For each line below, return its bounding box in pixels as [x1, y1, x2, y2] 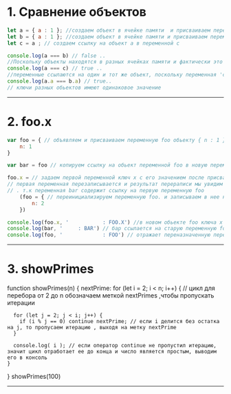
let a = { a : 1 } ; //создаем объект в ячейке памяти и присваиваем [7, 27, 211, 34]
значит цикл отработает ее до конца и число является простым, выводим [7, 349, 217, 355]
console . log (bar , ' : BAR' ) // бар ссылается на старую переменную [7, 225, 217, 232]
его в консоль [7, 354, 48, 362]
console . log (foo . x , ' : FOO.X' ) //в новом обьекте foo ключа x [7, 218, 223, 226]
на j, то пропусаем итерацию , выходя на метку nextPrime [7, 324, 177, 331]
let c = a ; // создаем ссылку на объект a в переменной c [7, 39, 180, 47]
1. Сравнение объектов [7, 4, 146, 20]
